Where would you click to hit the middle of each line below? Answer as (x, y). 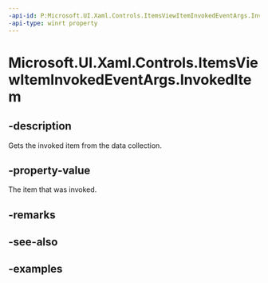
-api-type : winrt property (53, 23)
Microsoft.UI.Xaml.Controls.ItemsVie (133, 63)
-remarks (32, 215)
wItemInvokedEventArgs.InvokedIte (130, 80)
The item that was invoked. (53, 189)
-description (40, 126)
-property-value (49, 170)
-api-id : (23, 16)
